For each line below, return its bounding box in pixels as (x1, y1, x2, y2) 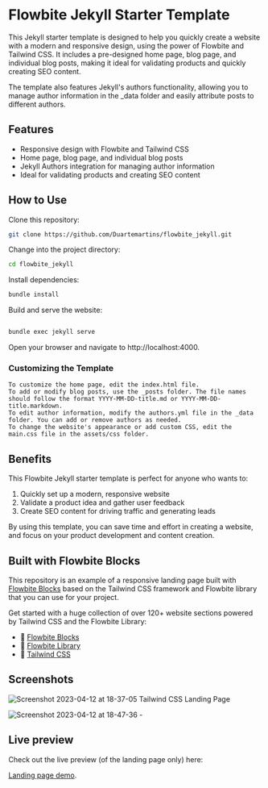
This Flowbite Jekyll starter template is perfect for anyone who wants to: (8, 473, 249, 483)
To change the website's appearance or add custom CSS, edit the (8, 423, 232, 432)
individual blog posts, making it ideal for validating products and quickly (8, 58, 246, 68)
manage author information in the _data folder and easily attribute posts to (8, 90, 254, 100)
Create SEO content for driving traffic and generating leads (19, 507, 216, 516)
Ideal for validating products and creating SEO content (19, 169, 201, 179)
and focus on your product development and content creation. (8, 531, 215, 540)
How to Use (8, 194, 68, 207)
